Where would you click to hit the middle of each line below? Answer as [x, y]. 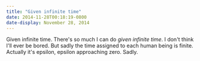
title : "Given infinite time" [44, 12]
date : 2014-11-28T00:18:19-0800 [46, 17]
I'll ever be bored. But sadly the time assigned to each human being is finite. [100, 46]
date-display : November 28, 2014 [48, 23]
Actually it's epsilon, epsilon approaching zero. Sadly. [72, 52]
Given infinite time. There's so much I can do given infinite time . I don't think [100, 40]
